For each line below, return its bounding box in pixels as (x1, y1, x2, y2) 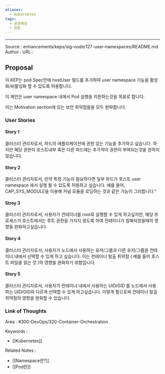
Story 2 (5, 164, 21, 170)
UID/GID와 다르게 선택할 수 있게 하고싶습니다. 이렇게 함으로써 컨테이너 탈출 (14, 289, 158, 295)
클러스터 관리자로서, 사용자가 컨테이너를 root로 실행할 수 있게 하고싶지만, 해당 (5, 212, 154, 218)
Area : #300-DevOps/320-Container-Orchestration (5, 319, 108, 325)
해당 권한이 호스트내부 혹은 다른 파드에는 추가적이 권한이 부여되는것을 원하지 (14, 147, 160, 153)
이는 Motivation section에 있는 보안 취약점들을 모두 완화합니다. (5, 104, 126, 110)
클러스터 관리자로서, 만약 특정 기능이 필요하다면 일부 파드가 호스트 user (5, 176, 141, 182)
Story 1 (5, 129, 20, 135)
